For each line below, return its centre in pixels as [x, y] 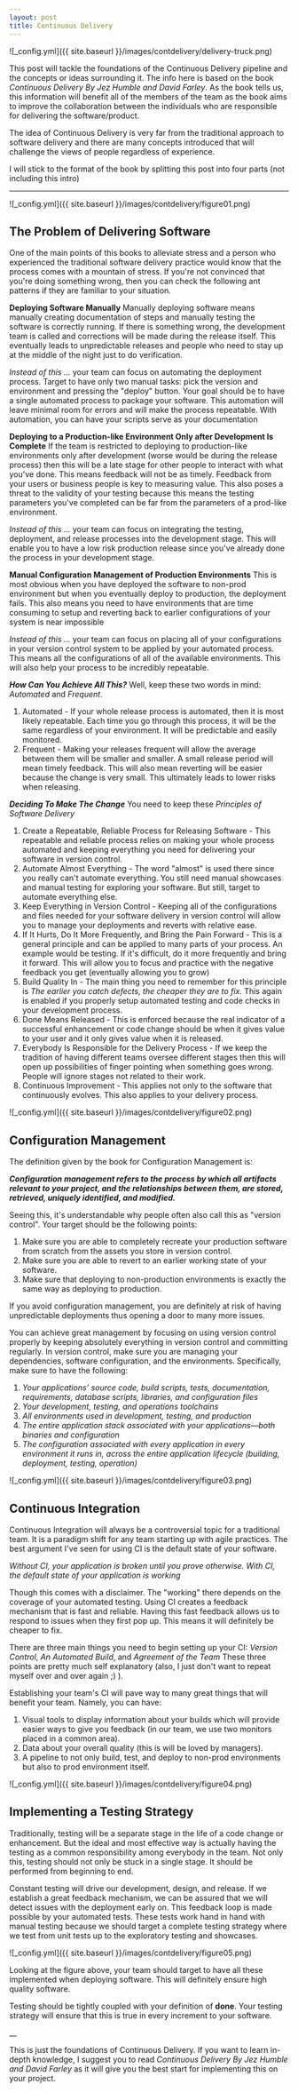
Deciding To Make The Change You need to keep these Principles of [135, 804]
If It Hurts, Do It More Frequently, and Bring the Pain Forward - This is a [152, 935]
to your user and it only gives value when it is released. [122, 1038]
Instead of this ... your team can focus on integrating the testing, [126, 529]
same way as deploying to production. [92, 1289]
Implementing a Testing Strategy [102, 1812]
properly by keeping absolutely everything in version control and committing [149, 1342]
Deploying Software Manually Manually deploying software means [132, 308]
